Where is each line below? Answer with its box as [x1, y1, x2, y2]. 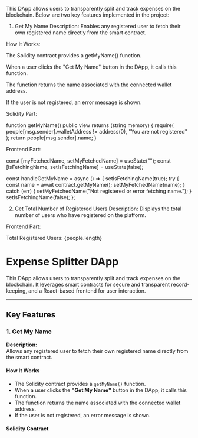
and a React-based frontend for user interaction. [28, 287, 146, 294]
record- [170, 281, 190, 288]
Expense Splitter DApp [6, 255, 119, 268]
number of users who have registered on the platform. [14, 212, 146, 218]
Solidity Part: [6, 111, 37, 117]
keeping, [6, 287, 28, 294]
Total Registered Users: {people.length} [6, 235, 102, 241]
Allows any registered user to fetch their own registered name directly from [6, 347, 189, 354]
